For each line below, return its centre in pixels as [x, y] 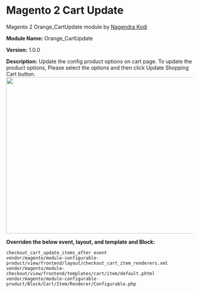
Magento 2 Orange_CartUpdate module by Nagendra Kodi [77, 27]
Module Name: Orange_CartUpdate [50, 38]
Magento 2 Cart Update [65, 10]
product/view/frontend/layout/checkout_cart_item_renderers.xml [87, 263]
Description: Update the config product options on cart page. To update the [99, 61]
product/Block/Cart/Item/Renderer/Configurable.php [71, 284]
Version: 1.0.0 [23, 50]
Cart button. [21, 74]
